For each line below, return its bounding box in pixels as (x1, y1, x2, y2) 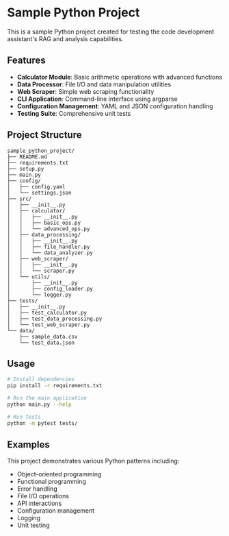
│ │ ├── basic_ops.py (7, 219, 81, 226)
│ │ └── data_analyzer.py (7, 249, 94, 256)
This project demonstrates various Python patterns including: (7, 457, 180, 465)
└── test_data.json (19, 339, 75, 346)
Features (7, 55, 46, 66)
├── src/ (7, 195, 32, 202)
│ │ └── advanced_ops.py (7, 225, 90, 232)
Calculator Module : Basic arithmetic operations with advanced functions (16, 73, 223, 81)
